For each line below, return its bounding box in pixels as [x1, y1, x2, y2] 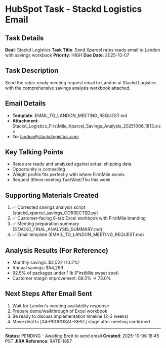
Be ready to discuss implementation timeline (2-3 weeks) [12, 313, 129, 319]
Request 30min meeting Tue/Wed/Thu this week [12, 177, 111, 183]
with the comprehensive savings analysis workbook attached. [5, 85, 131, 91]
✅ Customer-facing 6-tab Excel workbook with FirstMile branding [12, 215, 146, 221]
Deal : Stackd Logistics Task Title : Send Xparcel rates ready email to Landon [5, 47, 161, 53]
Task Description [5, 66, 59, 75]
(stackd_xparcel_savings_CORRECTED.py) [12, 210, 98, 216]
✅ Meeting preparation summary [12, 221, 79, 227]
